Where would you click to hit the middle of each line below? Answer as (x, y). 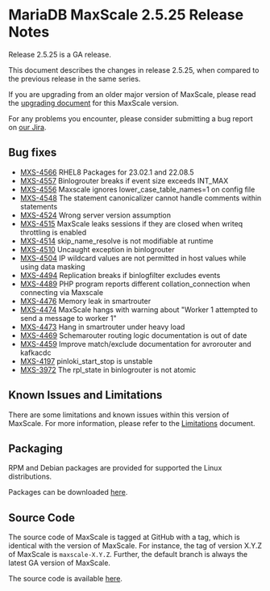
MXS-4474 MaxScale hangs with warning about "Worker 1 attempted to (139, 310)
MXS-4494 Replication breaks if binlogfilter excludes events (120, 275)
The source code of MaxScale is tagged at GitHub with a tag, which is (124, 537)
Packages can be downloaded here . (68, 492)
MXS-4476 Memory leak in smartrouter (85, 301)
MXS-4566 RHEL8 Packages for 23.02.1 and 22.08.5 (107, 172)
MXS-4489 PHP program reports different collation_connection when (135, 284)
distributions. (30, 477)
